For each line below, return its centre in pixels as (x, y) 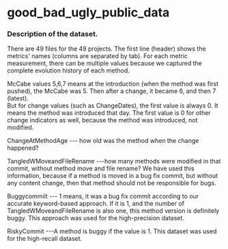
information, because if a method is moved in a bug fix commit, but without (113, 176)
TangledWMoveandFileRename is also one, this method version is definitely (113, 211)
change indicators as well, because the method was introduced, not (102, 120)
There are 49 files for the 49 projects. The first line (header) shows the (106, 49)
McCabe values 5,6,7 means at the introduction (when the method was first (113, 84)
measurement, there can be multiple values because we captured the (105, 64)
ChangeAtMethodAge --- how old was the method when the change (103, 141)
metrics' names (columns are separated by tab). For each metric (98, 56)
